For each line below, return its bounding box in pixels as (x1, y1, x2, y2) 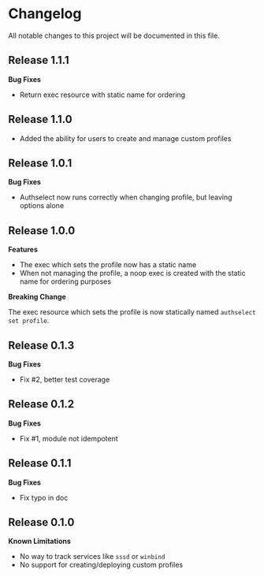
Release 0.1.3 (8, 338, 75, 352)
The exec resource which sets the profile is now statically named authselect (8, 307, 256, 317)
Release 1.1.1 (8, 54, 69, 67)
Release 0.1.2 (8, 397, 75, 411)
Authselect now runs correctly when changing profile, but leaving (19, 192, 232, 202)
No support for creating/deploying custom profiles (19, 560, 184, 570)
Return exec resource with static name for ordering (19, 90, 186, 99)
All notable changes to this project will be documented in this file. (8, 31, 221, 40)
